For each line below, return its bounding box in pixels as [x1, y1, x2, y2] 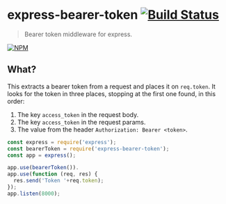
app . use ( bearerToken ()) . [7, 164, 79, 171]
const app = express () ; [7, 152, 76, 159]
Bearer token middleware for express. [24, 30, 133, 38]
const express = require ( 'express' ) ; [7, 139, 117, 146]
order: [7, 97, 25, 105]
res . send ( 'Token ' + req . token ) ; [13, 178, 104, 185]
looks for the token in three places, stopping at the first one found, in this [7, 89, 216, 97]
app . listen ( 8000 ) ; [7, 190, 60, 197]
